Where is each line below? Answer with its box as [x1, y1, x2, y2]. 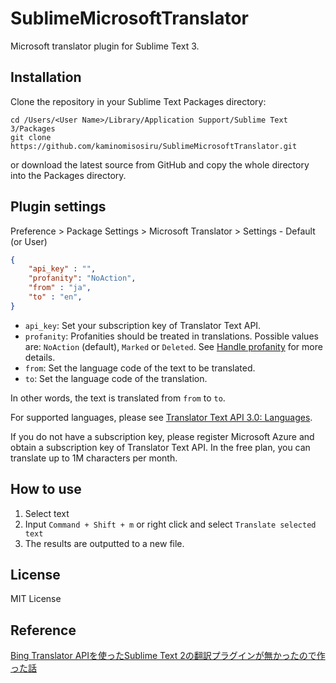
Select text [24, 507, 70, 519]
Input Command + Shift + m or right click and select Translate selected [24, 518, 317, 530]
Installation [10, 69, 82, 86]
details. [24, 351, 56, 363]
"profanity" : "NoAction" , [28, 273, 137, 284]
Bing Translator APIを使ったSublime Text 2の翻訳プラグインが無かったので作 [10, 650, 326, 662]
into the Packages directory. [10, 169, 127, 181]
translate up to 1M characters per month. [10, 452, 178, 464]
